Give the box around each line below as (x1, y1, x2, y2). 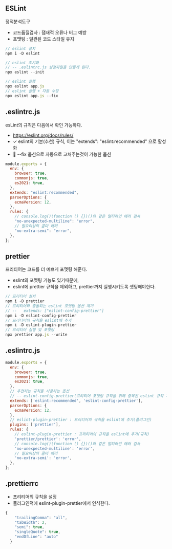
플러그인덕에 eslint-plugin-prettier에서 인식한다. (12, 500, 110, 506)
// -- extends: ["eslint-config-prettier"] (5, 308, 104, 313)
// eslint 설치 (5, 46, 36, 51)
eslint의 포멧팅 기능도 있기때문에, (12, 277, 79, 283)
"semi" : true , (14, 524, 45, 530)
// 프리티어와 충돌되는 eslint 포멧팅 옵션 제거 (5, 303, 94, 308)
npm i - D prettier (5, 299, 45, 304)
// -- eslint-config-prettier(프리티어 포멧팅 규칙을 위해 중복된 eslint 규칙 (10, 393, 164, 398)
